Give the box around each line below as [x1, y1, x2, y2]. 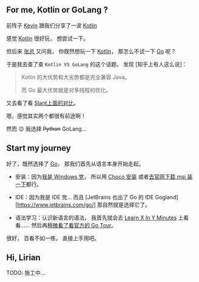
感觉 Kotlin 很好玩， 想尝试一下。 [6, 35, 89, 42]
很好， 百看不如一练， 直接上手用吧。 [6, 234, 100, 242]
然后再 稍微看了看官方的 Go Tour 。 [31, 221, 117, 229]
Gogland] [155, 193, 178, 201]
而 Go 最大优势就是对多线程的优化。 [21, 86, 112, 94]
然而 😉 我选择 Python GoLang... [6, 125, 87, 132]
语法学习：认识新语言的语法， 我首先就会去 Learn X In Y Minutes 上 [15, 214, 184, 221]
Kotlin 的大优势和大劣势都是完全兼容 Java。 [21, 73, 130, 81]
